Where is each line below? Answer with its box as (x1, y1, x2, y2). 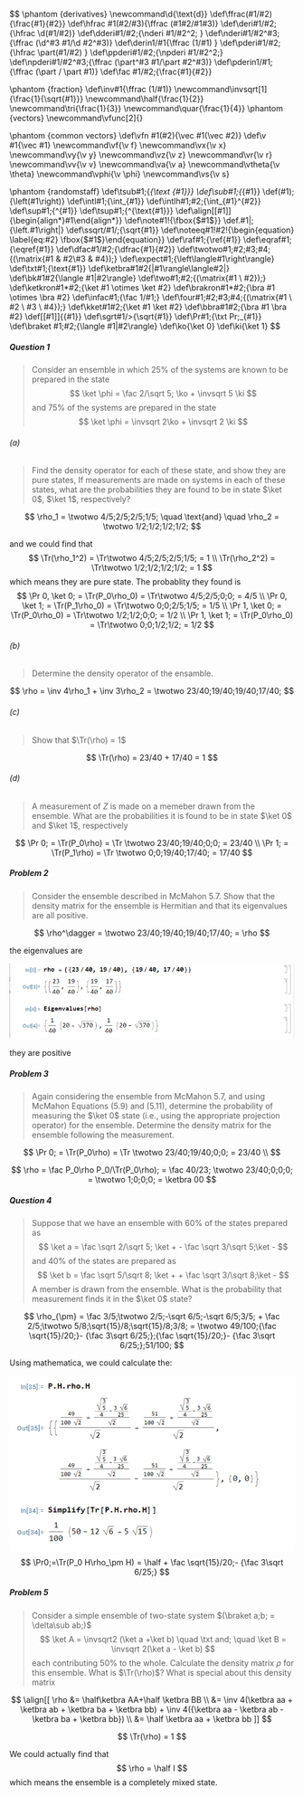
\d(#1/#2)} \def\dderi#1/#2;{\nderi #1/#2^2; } (37, 28, 204, 38)
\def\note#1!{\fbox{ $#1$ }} (124, 215, 222, 225)
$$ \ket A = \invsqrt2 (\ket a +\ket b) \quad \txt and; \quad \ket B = (39, 1633, 288, 1644)
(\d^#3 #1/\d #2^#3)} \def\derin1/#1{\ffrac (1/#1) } (34, 37, 219, 48)
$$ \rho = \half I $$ (116, 1763, 188, 1773)
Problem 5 (9, 1587, 49, 1598)
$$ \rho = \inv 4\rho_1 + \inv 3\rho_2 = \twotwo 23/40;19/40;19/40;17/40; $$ (9, 686, 295, 697)
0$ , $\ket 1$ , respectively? (31, 494, 131, 505)
